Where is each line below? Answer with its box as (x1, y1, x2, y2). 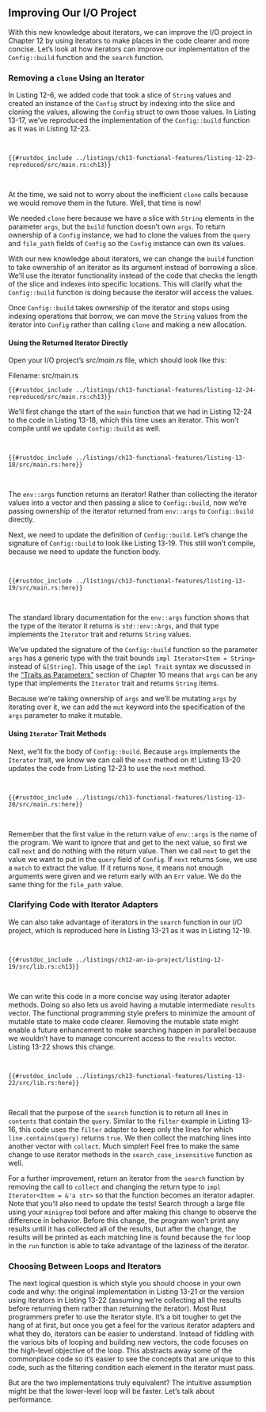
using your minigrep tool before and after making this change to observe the (8, 1207, 257, 1217)
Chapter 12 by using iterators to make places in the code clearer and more (8, 36, 250, 45)
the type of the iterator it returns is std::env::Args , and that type (8, 621, 219, 631)
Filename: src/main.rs (8, 371, 79, 381)
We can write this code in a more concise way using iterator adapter (8, 991, 231, 1000)
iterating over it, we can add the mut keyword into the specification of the (8, 702, 245, 712)
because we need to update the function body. (8, 547, 161, 556)
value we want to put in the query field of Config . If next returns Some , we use (8, 854, 257, 864)
